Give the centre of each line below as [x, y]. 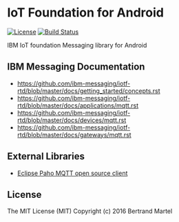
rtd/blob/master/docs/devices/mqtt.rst [72, 120]
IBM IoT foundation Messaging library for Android [77, 45]
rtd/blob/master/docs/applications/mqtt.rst [78, 105]
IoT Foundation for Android [85, 13]
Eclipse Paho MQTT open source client [72, 173]
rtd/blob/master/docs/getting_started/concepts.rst [88, 90]
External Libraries [46, 157]
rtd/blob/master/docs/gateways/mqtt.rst [74, 134]
